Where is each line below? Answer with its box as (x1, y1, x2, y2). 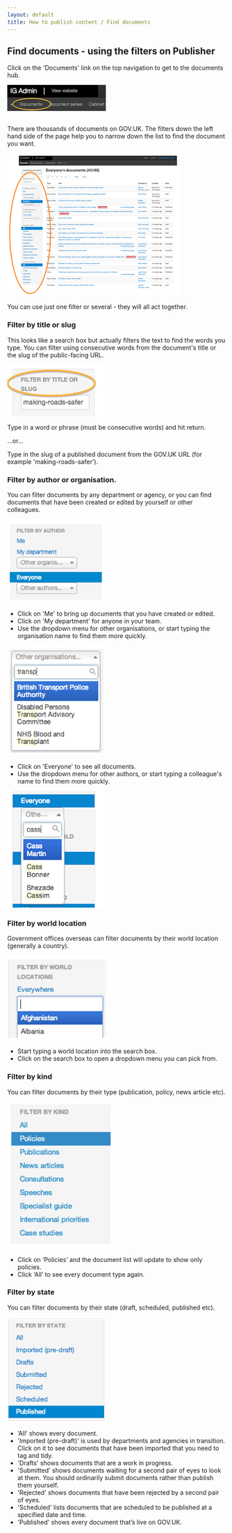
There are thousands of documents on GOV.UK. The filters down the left (7, 125, 214, 133)
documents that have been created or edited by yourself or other (7, 498, 193, 506)
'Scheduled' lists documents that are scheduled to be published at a (17, 1503, 213, 1511)
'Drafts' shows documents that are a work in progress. (17, 1458, 174, 1467)
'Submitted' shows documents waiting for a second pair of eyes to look (17, 1466, 222, 1474)
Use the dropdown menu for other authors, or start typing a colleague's (17, 770, 222, 778)
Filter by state (7, 1287, 55, 1297)
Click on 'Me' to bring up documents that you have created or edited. (17, 609, 215, 618)
